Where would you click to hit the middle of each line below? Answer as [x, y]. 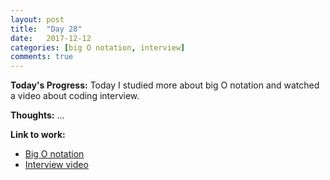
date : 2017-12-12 [51, 38]
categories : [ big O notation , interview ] [98, 47]
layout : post [37, 19]
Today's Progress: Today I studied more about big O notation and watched [165, 85]
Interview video [56, 165]
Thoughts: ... [37, 115]
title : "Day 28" [46, 29]
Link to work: [38, 135]
